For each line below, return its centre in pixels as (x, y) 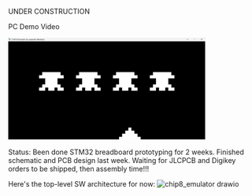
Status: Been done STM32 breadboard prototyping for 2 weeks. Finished (126, 152)
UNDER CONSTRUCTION (49, 11)
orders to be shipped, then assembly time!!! (79, 168)
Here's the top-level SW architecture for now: (82, 183)
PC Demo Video (34, 26)
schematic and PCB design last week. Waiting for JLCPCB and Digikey (122, 160)
